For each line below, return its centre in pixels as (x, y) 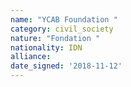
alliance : (31, 57)
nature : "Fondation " (55, 38)
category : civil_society (62, 29)
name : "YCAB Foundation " (64, 19)
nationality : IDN (46, 47)
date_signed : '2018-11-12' (66, 66)
